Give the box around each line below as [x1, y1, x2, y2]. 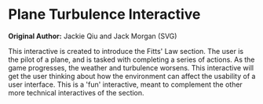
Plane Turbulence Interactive [8, 5, 201, 23]
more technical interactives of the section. [8, 88, 144, 97]
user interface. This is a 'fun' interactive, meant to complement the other [8, 80, 243, 89]
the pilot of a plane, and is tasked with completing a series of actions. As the [8, 55, 255, 64]
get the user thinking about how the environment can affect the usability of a [8, 71, 256, 81]
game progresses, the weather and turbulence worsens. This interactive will [8, 63, 254, 72]
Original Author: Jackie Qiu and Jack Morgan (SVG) [8, 31, 177, 41]
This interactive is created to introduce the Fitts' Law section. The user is [8, 46, 244, 56]
